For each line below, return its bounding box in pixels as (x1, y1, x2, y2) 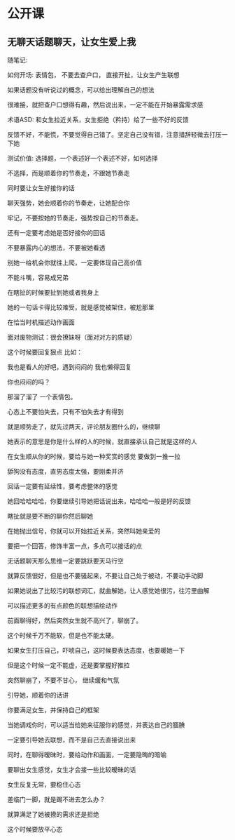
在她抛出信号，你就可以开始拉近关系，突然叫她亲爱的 (7, 527, 161, 535)
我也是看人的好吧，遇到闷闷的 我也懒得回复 (7, 363, 131, 371)
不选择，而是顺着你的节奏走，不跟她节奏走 (7, 169, 130, 177)
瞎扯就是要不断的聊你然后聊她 (7, 512, 93, 520)
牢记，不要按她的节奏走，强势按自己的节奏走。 (7, 214, 142, 222)
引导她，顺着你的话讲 (7, 691, 69, 699)
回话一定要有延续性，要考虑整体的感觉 (7, 482, 117, 491)
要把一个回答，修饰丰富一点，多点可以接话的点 (7, 542, 142, 550)
